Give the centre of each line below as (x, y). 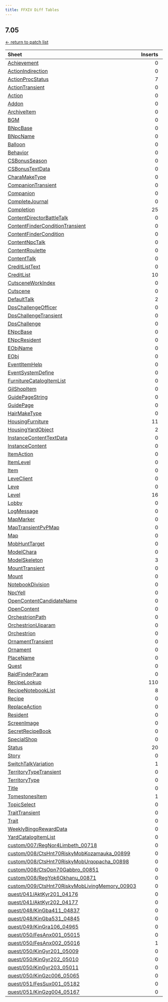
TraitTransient (24, 813)
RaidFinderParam (28, 674)
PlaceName (21, 658)
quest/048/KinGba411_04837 (44, 911)
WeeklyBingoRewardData (37, 829)
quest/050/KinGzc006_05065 (44, 976)
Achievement (23, 63)
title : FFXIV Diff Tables (32, 10)
